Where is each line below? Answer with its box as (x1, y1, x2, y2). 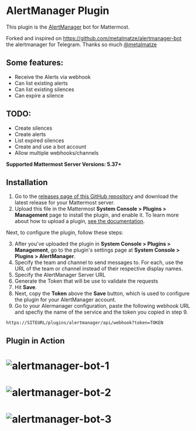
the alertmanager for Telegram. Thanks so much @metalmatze (6, 41, 157, 48)
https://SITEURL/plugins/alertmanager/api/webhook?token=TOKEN (6, 320, 164, 326)
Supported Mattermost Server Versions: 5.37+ (6, 161, 122, 168)
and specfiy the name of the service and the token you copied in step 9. (14, 308, 188, 316)
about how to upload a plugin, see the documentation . (14, 218, 145, 225)
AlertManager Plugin (6, 4, 109, 18)
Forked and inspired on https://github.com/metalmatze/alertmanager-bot (6, 34, 182, 41)
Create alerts (14, 130, 46, 138)
